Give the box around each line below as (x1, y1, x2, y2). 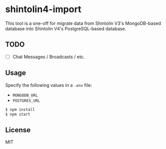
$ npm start (5, 112, 30, 117)
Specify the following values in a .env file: (5, 82, 92, 88)
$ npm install (5, 107, 35, 112)
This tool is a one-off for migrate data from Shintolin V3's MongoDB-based (5, 20, 161, 26)
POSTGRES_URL (12, 98, 40, 103)
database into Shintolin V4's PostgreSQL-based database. (5, 25, 127, 31)
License (5, 125, 31, 134)
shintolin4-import (5, 4, 82, 15)
